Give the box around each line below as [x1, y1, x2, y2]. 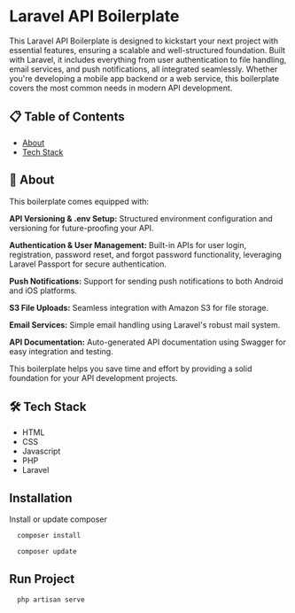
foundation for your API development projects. [9, 372, 179, 383]
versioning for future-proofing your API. [9, 222, 154, 233]
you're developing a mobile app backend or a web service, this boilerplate [9, 73, 280, 83]
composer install [17, 532, 82, 540]
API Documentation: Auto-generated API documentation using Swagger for [9, 337, 286, 347]
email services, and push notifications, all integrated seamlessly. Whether [9, 64, 278, 74]
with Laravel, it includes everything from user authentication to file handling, [9, 54, 287, 65]
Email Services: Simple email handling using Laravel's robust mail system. [9, 319, 281, 330]
